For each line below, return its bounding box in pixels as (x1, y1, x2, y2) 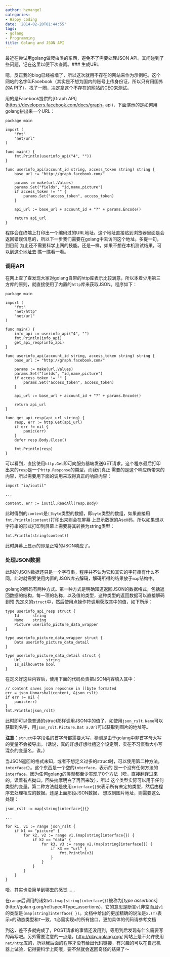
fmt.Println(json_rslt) (5, 708, 56, 713)
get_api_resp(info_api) (14, 340, 65, 345)
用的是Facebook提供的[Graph (5, 95, 67, 101)
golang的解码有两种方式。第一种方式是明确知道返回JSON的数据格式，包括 (5, 586, 160, 592)
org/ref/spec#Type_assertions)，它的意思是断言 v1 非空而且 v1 (36, 904, 163, 910)
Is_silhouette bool (14, 662, 56, 667)
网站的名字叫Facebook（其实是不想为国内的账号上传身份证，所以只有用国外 (5, 78, 163, 84)
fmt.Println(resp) (14, 447, 53, 452)
